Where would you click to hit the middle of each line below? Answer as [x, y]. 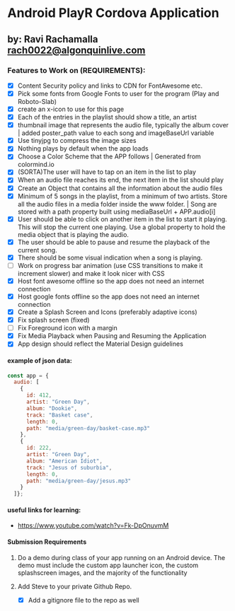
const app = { [28, 376]
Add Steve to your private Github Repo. [75, 586]
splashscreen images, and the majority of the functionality [102, 572]
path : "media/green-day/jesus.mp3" [79, 481]
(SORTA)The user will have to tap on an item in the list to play [107, 172]
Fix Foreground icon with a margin [68, 328]
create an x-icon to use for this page [71, 109]
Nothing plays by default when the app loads [83, 149]
